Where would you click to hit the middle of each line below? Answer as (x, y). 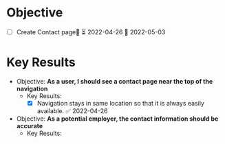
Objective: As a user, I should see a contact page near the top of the (115, 81)
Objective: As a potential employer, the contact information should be (117, 119)
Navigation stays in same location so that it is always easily (120, 103)
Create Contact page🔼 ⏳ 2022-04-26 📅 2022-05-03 (91, 32)
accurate (30, 125)
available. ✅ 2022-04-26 (72, 110)
